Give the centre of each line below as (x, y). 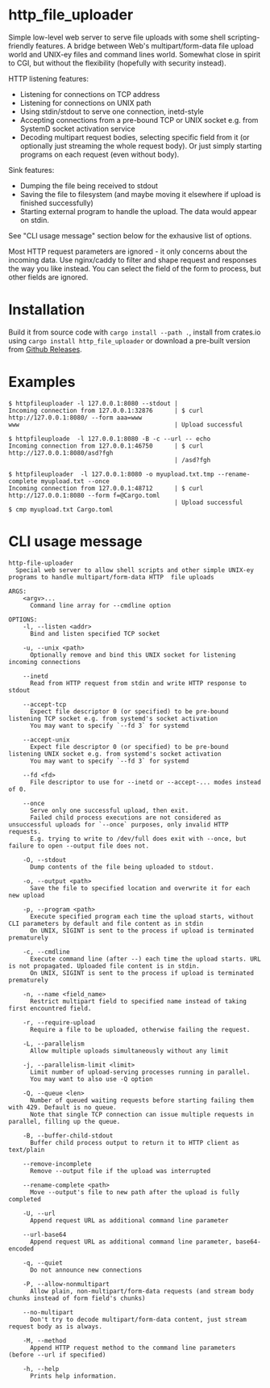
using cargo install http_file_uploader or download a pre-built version (130, 340)
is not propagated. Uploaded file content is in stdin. (104, 966)
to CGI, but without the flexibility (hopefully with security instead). (118, 63)
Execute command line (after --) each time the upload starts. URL (145, 959)
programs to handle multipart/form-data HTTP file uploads (112, 577)
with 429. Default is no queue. (62, 1107)
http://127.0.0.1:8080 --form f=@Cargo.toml (84, 495)
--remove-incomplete (57, 1164)
